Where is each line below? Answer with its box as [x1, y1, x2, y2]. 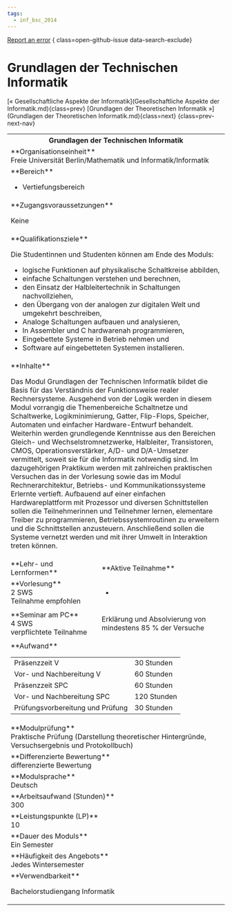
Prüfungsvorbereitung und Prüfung [14, 703, 128, 713]
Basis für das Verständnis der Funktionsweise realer [10, 385, 180, 395]
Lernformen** [10, 568, 58, 577]
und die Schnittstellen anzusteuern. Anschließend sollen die [10, 523, 205, 533]
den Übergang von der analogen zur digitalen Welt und [22, 300, 200, 310]
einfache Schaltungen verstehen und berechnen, [22, 274, 181, 283]
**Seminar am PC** [10, 610, 79, 620]
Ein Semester [10, 840, 54, 850]
